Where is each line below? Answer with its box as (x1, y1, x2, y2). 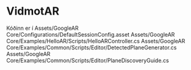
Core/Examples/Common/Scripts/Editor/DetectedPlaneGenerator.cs (6, 44, 177, 51)
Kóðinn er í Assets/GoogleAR (6, 24, 79, 32)
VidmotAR (6, 4, 60, 18)
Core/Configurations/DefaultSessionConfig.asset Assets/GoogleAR (6, 30, 175, 38)
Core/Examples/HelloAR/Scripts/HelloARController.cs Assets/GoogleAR (6, 37, 186, 44)
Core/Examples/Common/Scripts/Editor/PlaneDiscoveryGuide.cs (6, 57, 169, 64)
